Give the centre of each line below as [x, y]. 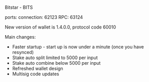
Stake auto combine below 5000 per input [56, 63]
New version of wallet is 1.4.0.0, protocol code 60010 [60, 27]
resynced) [23, 52]
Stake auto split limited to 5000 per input [55, 58]
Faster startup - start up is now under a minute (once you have [78, 47]
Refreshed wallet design [38, 69]
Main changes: [20, 37]
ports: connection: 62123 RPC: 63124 [44, 17]
